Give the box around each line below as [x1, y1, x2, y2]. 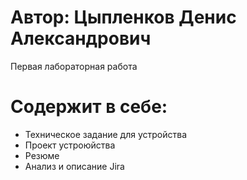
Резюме [24, 149, 60, 161]
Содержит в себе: [10, 96, 168, 118]
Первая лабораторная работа [10, 60, 138, 72]
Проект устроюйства [24, 139, 116, 151]
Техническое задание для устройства [24, 128, 188, 140]
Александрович [10, 27, 152, 50]
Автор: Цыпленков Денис [10, 6, 237, 29]
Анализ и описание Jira [24, 160, 125, 172]
